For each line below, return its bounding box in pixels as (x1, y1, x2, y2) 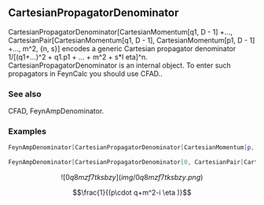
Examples (8, 126, 47, 137)
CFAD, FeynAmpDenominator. (8, 106, 104, 116)
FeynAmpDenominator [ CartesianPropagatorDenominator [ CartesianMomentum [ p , (8, 144, 255, 152)
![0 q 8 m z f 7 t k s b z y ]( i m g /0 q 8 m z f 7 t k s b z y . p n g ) (60, 173, 203, 182)
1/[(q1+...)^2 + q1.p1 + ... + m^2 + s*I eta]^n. (8, 52, 148, 61)
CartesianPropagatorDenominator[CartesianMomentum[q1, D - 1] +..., (8, 27, 233, 36)
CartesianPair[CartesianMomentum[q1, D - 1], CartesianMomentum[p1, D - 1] (8, 35, 255, 45)
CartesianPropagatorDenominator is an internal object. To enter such (8, 60, 232, 70)
